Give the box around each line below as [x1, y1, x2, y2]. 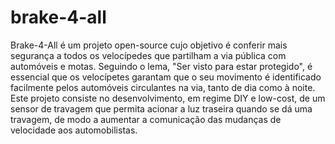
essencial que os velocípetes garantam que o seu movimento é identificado [10, 71, 322, 83]
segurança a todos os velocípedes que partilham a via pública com [10, 49, 287, 61]
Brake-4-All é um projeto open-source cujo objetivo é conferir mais [10, 39, 288, 51]
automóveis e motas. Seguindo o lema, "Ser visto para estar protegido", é [10, 60, 313, 72]
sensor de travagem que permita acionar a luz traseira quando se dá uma [10, 102, 313, 115]
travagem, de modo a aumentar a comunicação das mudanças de [10, 113, 282, 125]
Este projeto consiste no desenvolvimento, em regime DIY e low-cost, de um [10, 92, 326, 104]
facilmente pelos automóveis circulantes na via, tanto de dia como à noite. [10, 81, 316, 93]
